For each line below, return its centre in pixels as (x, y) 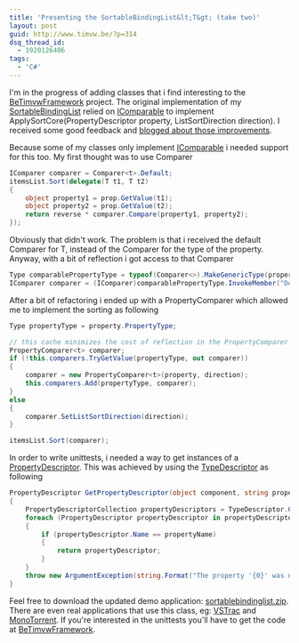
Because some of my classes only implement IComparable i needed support (149, 147)
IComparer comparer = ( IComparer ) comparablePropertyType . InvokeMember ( (145, 283)
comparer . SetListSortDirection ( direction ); (107, 416)
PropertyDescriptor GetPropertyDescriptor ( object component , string (139, 493)
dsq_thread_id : (37, 42)
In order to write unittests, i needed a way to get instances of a (124, 458)
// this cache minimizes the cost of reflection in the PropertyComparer (149, 342)
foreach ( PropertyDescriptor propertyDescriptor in (123, 518)
